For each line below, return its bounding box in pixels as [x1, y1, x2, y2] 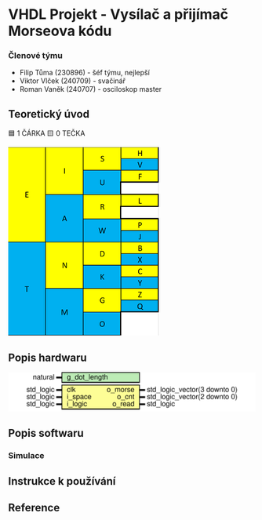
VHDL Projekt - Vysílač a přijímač [8, 5, 229, 24]
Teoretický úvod [8, 107, 90, 121]
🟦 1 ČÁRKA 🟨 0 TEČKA [8, 129, 86, 138]
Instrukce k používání [8, 475, 116, 488]
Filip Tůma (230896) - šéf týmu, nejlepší [19, 68, 151, 78]
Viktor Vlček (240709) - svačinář [19, 76, 126, 85]
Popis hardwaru [8, 351, 88, 364]
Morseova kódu [8, 22, 112, 40]
